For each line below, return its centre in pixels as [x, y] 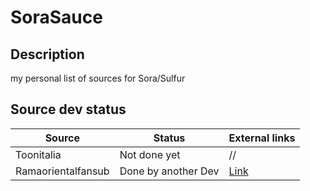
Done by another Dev [169, 171]
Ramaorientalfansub [62, 171]
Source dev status [68, 109]
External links [262, 138]
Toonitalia [38, 154]
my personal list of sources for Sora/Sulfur [98, 78]
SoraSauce [56, 17]
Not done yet [150, 154]
